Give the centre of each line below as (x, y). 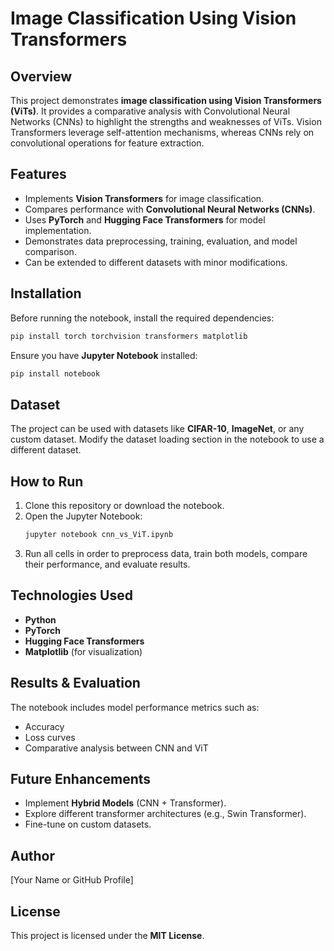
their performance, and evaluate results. (107, 564)
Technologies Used (71, 595)
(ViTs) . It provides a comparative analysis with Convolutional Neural (150, 111)
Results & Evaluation (75, 683)
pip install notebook (55, 373)
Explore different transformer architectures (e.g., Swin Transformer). (165, 814)
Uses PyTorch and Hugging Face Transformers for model (145, 219)
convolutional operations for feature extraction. (107, 143)
